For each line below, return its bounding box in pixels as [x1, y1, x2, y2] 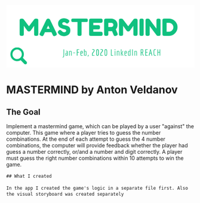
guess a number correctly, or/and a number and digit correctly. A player [6, 149, 183, 155]
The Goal [6, 107, 41, 117]
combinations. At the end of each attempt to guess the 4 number [6, 135, 166, 143]
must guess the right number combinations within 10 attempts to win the [6, 154, 184, 162]
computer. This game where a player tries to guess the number [6, 129, 161, 136]
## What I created [6, 173, 52, 179]
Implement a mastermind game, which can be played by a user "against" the [6, 123, 195, 130]
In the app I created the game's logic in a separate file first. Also [6, 185, 188, 191]
